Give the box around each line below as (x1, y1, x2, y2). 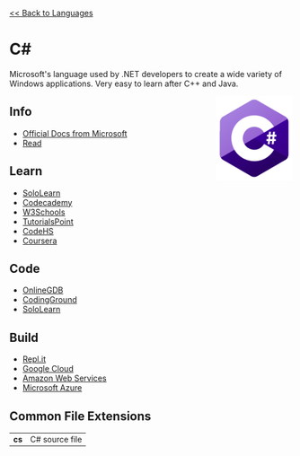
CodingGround (22, 294, 78, 305)
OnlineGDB (22, 285, 64, 295)
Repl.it (22, 354, 47, 364)
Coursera (22, 235, 57, 246)
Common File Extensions (9, 408, 152, 424)
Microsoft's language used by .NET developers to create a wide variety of (9, 68, 283, 79)
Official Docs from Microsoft (22, 127, 128, 138)
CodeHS (22, 225, 54, 236)
